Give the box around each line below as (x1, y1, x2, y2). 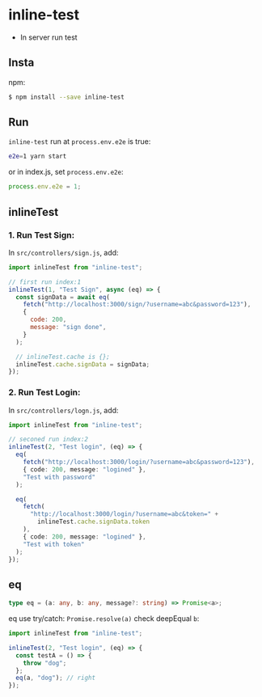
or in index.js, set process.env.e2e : (8, 167, 124, 177)
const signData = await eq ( (15, 293, 111, 301)
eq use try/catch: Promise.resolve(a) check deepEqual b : (8, 614, 200, 623)
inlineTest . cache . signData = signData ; (15, 360, 150, 369)
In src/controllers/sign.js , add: (8, 247, 119, 257)
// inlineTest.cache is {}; (15, 353, 111, 361)
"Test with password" (23, 473, 95, 481)
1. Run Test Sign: (8, 229, 75, 240)
